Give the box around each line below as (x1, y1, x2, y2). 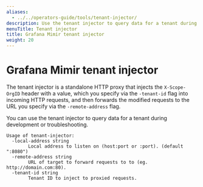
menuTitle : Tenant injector (6, 25, 78, 32)
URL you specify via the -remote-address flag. (6, 103, 121, 110)
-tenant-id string (12, 169, 59, 176)
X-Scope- (163, 84, 187, 90)
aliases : (6, 8, 29, 15)
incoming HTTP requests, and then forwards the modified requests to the (6, 96, 190, 103)
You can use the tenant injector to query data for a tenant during (6, 114, 167, 121)
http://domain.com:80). (6, 165, 67, 171)
